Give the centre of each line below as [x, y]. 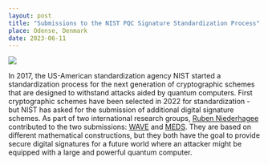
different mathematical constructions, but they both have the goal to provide [134, 135]
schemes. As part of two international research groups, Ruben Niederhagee [134, 119]
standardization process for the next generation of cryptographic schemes [132, 84]
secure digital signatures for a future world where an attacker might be [125, 144]
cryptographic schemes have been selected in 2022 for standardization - [129, 102]
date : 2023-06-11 [37, 38]
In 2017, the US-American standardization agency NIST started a [115, 76]
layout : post [30, 16]
